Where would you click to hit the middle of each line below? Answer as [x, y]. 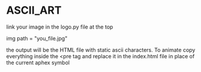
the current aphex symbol [38, 62]
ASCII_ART [34, 10]
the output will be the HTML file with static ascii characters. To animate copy [101, 50]
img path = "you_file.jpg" [37, 38]
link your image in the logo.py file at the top [60, 27]
